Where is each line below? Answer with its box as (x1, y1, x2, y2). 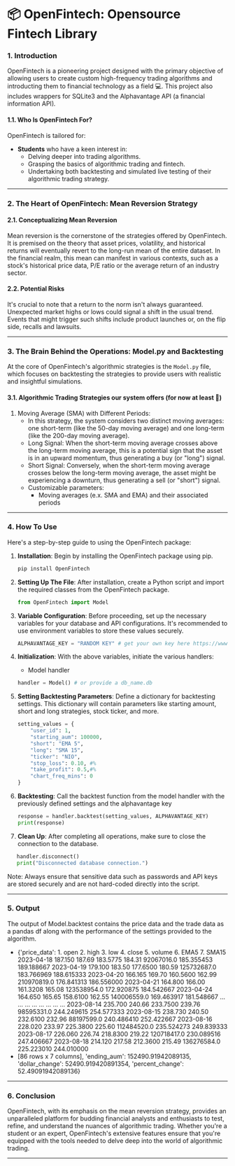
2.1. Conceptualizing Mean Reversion (7, 216, 117, 225)
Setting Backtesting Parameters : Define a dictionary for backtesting (17, 692, 215, 701)
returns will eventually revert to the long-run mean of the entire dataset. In (7, 246, 220, 255)
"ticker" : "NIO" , (30, 753, 81, 760)
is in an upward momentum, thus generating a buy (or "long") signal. (27, 454, 226, 462)
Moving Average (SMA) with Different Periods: (17, 409, 151, 417)
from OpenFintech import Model (17, 598, 109, 606)
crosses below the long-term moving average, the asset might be (27, 468, 217, 477)
